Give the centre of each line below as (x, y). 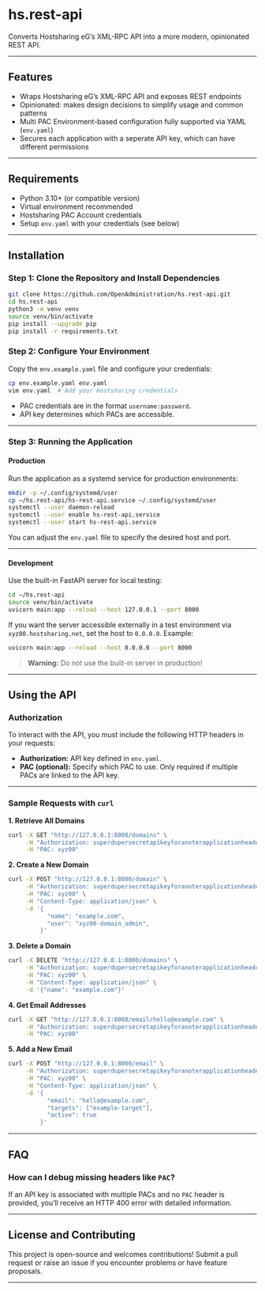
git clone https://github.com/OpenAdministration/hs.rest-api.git (119, 294)
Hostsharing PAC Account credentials (80, 214)
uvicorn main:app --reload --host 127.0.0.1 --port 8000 (104, 610)
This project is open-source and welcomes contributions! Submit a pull (123, 1254)
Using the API (42, 695)
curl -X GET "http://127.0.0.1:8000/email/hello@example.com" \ (116, 1019)
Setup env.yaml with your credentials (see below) (99, 223)
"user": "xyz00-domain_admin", (98, 923)
